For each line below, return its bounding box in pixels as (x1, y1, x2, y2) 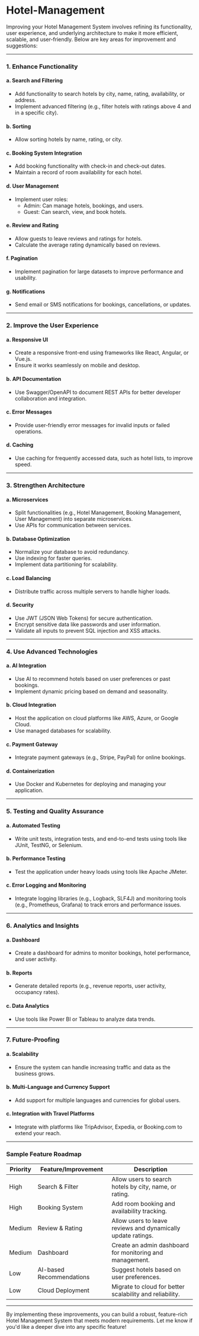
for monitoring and (111, 1248, 163, 1257)
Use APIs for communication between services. (14, 522, 131, 529)
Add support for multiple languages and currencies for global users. (14, 1097, 181, 1104)
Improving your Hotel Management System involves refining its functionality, (6, 23, 192, 30)
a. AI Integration (6, 662, 47, 669)
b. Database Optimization (6, 535, 70, 542)
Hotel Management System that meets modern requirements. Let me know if (6, 1317, 193, 1324)
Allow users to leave (111, 1217, 168, 1225)
